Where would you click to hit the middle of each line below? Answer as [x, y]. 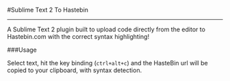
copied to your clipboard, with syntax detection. [75, 70]
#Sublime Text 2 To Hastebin [48, 10]
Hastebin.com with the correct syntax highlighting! [78, 36]
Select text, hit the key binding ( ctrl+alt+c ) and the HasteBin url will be [107, 63]
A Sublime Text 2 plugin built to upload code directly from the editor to [106, 29]
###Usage [22, 50]
